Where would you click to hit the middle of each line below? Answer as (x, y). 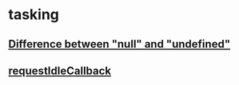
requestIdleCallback (60, 70)
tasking (34, 15)
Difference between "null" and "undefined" (119, 44)
